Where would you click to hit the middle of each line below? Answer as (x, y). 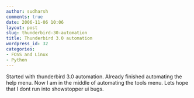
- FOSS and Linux (27, 55)
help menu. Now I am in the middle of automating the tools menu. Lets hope (97, 82)
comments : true (25, 17)
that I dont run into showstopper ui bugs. (55, 89)
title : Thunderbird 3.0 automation (49, 38)
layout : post (22, 28)
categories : (20, 49)
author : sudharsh (27, 11)
